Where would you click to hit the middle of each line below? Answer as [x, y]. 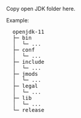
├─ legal [25, 86]
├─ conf [23, 50]
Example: [18, 20]
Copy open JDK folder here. [41, 9]
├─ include [28, 62]
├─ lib [22, 98]
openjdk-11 [28, 32]
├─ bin [22, 38]
